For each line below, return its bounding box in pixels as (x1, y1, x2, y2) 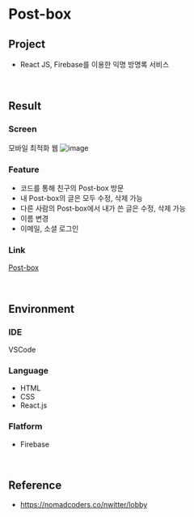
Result (8, 99, 42, 113)
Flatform (8, 421, 43, 432)
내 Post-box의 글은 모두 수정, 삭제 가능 (19, 193, 143, 203)
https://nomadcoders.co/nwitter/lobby (19, 500, 148, 510)
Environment (8, 301, 75, 316)
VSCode (8, 344, 36, 354)
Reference (8, 478, 62, 492)
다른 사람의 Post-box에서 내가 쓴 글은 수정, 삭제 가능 (19, 203, 186, 213)
